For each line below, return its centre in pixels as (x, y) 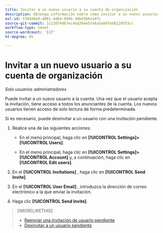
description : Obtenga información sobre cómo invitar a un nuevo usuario (81, 14)
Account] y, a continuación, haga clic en (90, 157)
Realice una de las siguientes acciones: (52, 128)
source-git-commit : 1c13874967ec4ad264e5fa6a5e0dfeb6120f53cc (69, 23)
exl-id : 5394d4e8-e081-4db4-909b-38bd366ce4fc (53, 19)
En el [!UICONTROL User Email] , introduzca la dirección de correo (79, 187)
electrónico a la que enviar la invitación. (52, 191)
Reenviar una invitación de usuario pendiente (70, 220)
